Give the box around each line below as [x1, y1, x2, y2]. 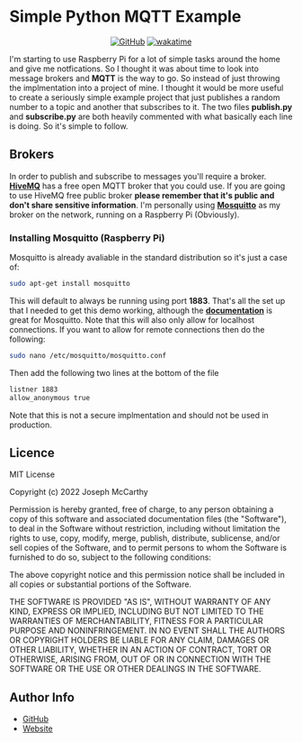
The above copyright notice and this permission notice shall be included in [9, 570, 285, 581]
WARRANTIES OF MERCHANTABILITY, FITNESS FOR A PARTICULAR [9, 616, 263, 627]
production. [9, 419, 52, 430]
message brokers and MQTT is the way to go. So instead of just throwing [9, 72, 280, 83]
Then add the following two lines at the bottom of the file [9, 367, 219, 378]
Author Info [9, 690, 75, 705]
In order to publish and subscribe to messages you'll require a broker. [9, 170, 267, 181]
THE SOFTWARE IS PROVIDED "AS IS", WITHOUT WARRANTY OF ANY [9, 597, 271, 608]
